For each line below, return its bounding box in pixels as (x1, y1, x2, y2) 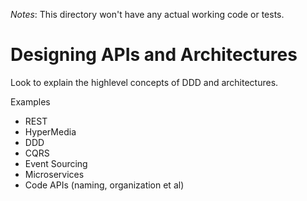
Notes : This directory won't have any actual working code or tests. (10, 9, 285, 20)
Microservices (24, 168, 85, 180)
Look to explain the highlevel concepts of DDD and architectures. (10, 76, 279, 88)
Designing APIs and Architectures (10, 44, 298, 66)
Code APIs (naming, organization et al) (24, 179, 185, 191)
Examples (10, 95, 51, 108)
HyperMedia (24, 125, 77, 138)
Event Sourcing (24, 157, 88, 169)
